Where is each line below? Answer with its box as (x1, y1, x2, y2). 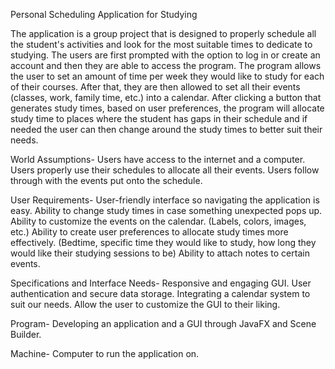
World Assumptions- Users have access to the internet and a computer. (10, 154, 306, 165)
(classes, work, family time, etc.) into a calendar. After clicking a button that (10, 92, 322, 103)
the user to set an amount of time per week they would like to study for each (10, 70, 325, 82)
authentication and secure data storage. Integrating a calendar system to (10, 288, 311, 299)
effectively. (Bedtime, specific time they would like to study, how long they (10, 237, 317, 248)
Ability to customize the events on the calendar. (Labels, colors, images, (10, 215, 307, 227)
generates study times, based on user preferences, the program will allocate (10, 102, 325, 114)
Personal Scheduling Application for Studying (10, 9, 198, 20)
